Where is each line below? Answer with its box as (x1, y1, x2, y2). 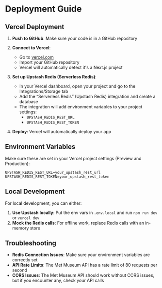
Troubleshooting (5, 239, 57, 247)
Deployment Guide (5, 3, 82, 15)
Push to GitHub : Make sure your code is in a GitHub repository (12, 35, 137, 41)
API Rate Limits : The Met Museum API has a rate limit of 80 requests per (12, 262, 158, 268)
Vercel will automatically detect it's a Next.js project (19, 64, 123, 70)
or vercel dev (12, 214, 40, 221)
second (12, 267, 28, 273)
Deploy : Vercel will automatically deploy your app (12, 129, 112, 134)
